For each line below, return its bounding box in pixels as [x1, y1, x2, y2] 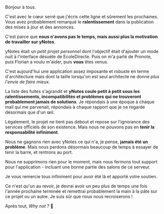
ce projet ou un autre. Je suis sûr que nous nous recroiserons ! [5, 194, 133, 199]
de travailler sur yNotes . [5, 39, 56, 45]
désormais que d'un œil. [5, 109, 55, 115]
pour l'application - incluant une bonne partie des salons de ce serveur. [5, 164, 151, 170]
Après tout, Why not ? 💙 [5, 203, 53, 209]
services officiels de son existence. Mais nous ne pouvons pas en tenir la [5, 124, 155, 130]
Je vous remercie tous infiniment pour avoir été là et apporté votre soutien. [5, 174, 158, 179]
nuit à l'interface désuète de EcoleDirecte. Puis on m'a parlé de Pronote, [5, 54, 152, 60]
